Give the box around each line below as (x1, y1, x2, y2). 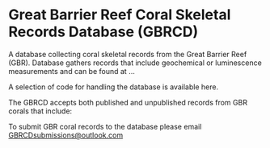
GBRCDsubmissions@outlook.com (8, 130, 124, 140)
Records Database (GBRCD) (8, 23, 199, 41)
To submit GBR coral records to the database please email (8, 121, 202, 131)
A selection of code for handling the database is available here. (8, 82, 219, 92)
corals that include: (8, 106, 73, 116)
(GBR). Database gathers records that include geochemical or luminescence (8, 58, 263, 68)
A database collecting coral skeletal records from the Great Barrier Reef (8, 49, 247, 59)
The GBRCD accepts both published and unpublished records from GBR (8, 97, 248, 107)
